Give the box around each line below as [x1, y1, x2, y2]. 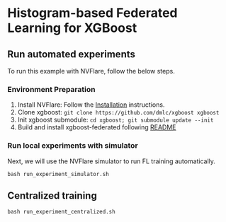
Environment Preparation [7, 84, 96, 94]
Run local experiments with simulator [7, 141, 138, 151]
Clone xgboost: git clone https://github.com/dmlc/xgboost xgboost [17, 108, 220, 117]
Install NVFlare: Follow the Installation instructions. [17, 100, 165, 109]
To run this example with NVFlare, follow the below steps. [7, 67, 175, 75]
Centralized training [7, 189, 97, 201]
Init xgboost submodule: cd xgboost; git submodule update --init [17, 115, 214, 124]
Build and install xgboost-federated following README [17, 123, 176, 132]
